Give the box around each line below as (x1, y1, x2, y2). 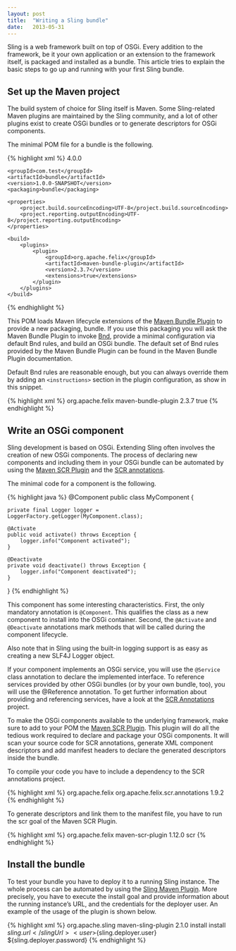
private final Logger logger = (7, 506, 99, 514)
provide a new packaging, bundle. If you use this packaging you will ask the (7, 325, 228, 333)
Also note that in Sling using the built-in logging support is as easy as (7, 644, 209, 652)
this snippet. (7, 383, 44, 392)
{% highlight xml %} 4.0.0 (7, 154, 82, 163)
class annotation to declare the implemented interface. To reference (7, 673, 205, 680)
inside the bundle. (7, 754, 60, 762)
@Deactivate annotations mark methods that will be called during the (7, 623, 206, 631)
